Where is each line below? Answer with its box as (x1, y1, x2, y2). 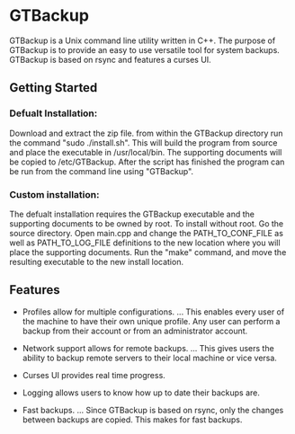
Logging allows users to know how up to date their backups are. (22, 387, 261, 398)
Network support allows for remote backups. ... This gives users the (22, 342, 274, 353)
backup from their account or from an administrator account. (22, 325, 248, 336)
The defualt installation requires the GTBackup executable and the (9, 208, 255, 219)
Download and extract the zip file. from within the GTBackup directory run (9, 128, 283, 138)
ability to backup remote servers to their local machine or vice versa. (22, 352, 277, 363)
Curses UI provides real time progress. (22, 369, 166, 380)
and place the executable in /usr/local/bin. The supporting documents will (9, 146, 282, 157)
